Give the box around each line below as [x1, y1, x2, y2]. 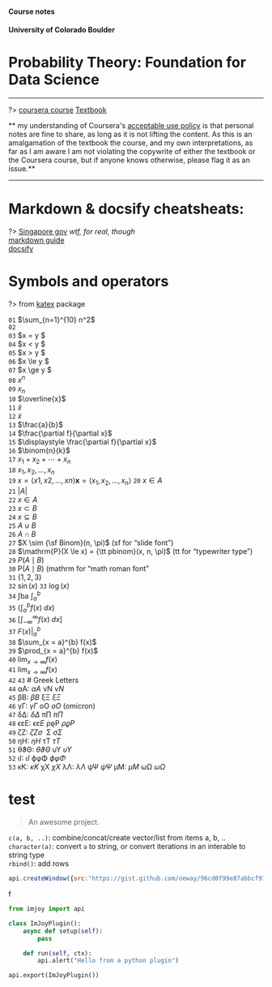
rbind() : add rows [8, 859, 70, 869]
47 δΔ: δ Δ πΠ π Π [8, 710, 63, 719]
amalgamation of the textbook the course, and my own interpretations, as [8, 138, 253, 148]
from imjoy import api [8, 905, 85, 913]
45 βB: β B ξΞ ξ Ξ [8, 693, 62, 702]
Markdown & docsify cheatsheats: [8, 200, 244, 218]
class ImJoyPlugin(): [8, 919, 82, 928]
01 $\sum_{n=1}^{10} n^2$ [8, 315, 96, 324]
